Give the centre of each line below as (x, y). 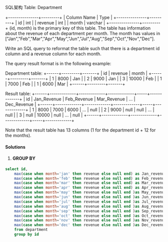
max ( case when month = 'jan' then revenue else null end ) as (77, 174)
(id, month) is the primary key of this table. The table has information (80, 28)
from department (31, 230)
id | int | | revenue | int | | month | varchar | (62, 23)
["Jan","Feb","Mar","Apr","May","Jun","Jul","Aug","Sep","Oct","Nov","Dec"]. (80, 39)
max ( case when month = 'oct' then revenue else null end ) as (77, 216)
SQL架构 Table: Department (34, 7)
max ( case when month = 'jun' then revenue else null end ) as (77, 197)
